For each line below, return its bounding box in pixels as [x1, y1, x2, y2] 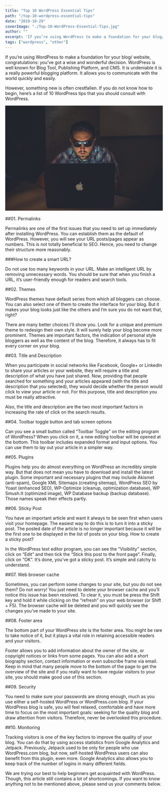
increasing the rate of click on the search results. [5, 409, 106, 415]
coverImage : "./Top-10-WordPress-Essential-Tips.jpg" [5, 24, 120, 29]
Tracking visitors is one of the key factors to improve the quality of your [5, 734, 152, 740]
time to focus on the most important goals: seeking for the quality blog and [5, 709, 159, 715]
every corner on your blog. [5, 342, 60, 348]
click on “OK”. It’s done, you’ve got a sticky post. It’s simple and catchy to [5, 556, 156, 562]
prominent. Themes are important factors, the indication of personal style [5, 332, 156, 338]
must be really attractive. [5, 394, 56, 400]
